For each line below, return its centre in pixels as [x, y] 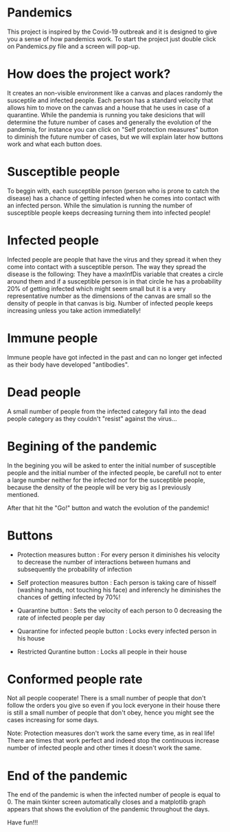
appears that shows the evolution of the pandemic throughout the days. [108, 809]
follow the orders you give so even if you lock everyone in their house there [114, 706]
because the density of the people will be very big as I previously [99, 487]
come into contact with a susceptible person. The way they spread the [107, 266]
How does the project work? [89, 74]
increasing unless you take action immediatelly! [74, 310]
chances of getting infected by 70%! [69, 597]
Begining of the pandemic [82, 446]
